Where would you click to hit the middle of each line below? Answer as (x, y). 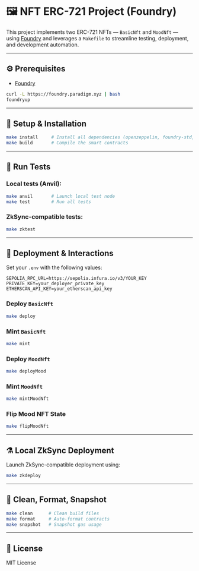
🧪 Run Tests (28, 167)
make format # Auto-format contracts (58, 519)
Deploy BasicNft (30, 304)
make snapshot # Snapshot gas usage (54, 524)
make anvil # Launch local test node (61, 196)
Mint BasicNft (26, 332)
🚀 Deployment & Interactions (60, 253)
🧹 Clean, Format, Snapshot (56, 500)
